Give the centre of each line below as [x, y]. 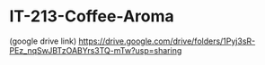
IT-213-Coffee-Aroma [92, 16]
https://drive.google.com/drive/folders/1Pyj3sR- [167, 41]
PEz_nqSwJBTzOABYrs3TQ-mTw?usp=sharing [96, 50]
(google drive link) [43, 41]
